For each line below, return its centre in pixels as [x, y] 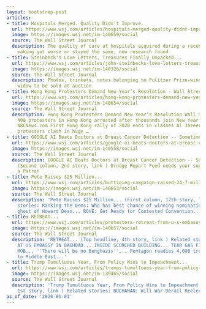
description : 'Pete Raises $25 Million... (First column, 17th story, [104, 199]
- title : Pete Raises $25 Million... [55, 177]
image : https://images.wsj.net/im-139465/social [75, 274]
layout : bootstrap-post [37, 12]
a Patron [29, 171]
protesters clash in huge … [53, 132]
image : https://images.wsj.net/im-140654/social [75, 103]
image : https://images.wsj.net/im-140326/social [75, 69]
